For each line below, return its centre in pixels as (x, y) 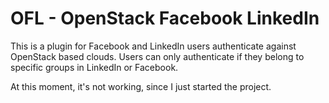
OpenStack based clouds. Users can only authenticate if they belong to (157, 56)
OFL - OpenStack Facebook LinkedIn (165, 18)
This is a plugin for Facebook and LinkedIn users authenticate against (153, 46)
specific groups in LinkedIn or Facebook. (94, 67)
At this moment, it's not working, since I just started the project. (141, 86)
